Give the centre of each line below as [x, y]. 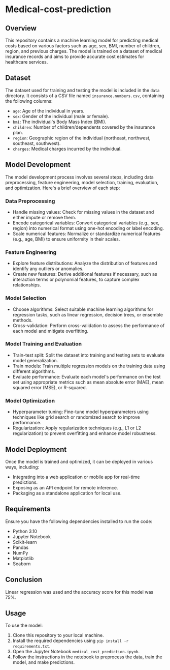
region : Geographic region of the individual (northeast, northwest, [81, 138]
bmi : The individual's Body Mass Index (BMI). [59, 122]
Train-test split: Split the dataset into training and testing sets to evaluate [89, 355]
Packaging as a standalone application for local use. [67, 493]
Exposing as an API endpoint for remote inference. [65, 487]
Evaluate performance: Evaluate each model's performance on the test [87, 376]
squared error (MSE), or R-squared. [50, 387]
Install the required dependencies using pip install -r [71, 641]
